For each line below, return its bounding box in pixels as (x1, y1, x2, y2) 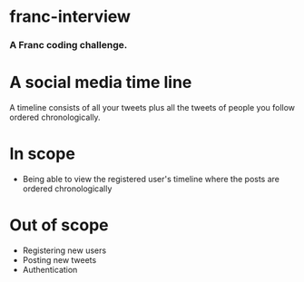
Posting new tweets (22, 254, 97, 265)
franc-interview (9, 6, 132, 27)
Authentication (22, 264, 78, 275)
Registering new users (22, 245, 107, 256)
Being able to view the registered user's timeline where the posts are (22, 173, 279, 184)
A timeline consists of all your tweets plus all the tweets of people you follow (9, 102, 296, 113)
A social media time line (9, 73, 192, 92)
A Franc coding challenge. (9, 39, 128, 52)
